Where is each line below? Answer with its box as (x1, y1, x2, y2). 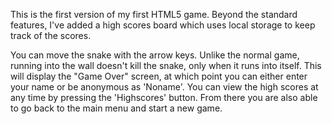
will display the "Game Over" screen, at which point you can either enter (10, 70, 308, 82)
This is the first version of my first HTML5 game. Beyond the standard (10, 9, 298, 20)
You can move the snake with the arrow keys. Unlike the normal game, (10, 49, 300, 61)
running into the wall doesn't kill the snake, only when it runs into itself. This (10, 60, 322, 71)
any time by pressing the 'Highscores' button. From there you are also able (10, 92, 318, 103)
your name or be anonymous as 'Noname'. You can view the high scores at (10, 81, 319, 93)
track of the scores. (10, 30, 92, 41)
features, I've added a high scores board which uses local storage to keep (10, 19, 316, 31)
